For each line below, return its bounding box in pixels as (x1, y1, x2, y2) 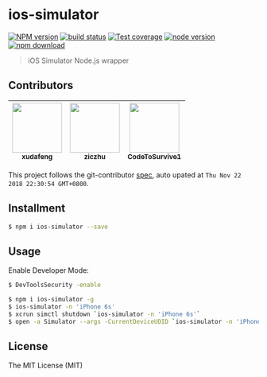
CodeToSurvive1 (127, 152, 181, 161)
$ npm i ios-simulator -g (8, 296, 94, 304)
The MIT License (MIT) (8, 360, 83, 371)
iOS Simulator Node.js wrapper (27, 56, 130, 65)
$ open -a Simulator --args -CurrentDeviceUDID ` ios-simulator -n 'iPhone (8, 317, 261, 325)
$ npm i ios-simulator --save (8, 223, 109, 231)
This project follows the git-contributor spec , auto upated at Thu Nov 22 (8, 169, 242, 180)
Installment (8, 201, 66, 216)
